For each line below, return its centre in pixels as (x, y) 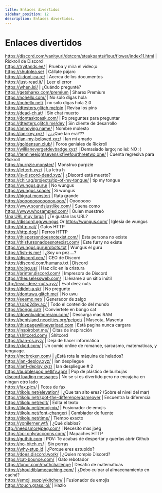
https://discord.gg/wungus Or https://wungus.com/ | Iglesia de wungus (76, 221)
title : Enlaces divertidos (32, 9)
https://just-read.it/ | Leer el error (38, 82)
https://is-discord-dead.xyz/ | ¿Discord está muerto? (58, 175)
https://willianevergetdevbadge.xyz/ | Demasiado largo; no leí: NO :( (73, 149)
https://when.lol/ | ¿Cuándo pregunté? (43, 87)
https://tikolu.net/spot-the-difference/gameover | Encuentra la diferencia (78, 398)
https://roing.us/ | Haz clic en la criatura (45, 268)
